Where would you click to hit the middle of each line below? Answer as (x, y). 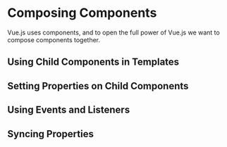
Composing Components (82, 13)
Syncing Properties (50, 134)
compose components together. (54, 39)
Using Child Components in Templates (93, 62)
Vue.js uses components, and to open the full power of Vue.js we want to (114, 32)
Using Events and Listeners (69, 110)
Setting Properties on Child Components (98, 86)
